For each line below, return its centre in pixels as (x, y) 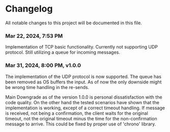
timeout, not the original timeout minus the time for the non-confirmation (81, 118)
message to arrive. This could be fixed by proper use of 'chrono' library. (81, 124)
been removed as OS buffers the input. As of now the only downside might (83, 82)
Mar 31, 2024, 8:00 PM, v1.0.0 (43, 65)
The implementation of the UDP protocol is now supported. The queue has (83, 76)
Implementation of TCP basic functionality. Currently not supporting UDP (81, 47)
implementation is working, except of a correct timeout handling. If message (85, 108)
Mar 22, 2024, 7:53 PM (34, 36)
